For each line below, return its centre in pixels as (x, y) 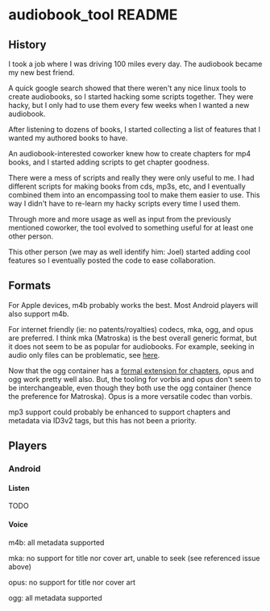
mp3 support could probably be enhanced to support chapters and (120, 412)
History (27, 45)
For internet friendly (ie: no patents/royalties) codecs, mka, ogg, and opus (131, 329)
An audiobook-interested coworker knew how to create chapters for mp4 (130, 154)
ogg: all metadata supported (55, 597)
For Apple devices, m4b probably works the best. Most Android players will (133, 305)
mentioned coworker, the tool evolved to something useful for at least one (131, 228)
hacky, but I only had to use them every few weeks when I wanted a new (129, 105)
